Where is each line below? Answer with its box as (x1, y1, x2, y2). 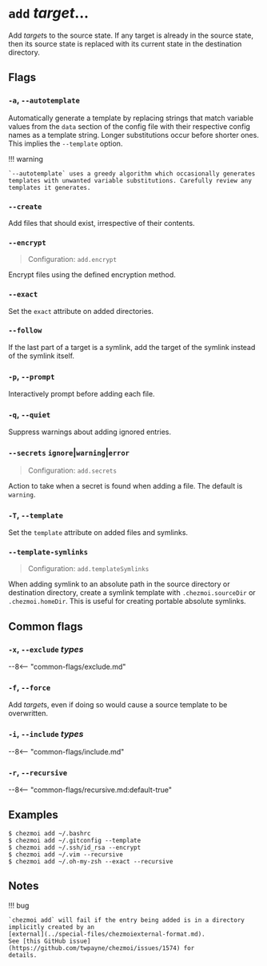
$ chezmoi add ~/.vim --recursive (8, 850, 124, 859)
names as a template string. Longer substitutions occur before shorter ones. (8, 130, 260, 139)
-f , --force (8, 682, 51, 693)
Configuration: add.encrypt (27, 255, 118, 264)
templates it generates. (8, 183, 91, 191)
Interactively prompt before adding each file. (8, 389, 155, 399)
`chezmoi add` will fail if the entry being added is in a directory (8, 916, 245, 924)
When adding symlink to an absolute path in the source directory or (8, 579, 230, 589)
